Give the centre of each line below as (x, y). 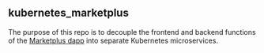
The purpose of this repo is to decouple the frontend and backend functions (132, 32)
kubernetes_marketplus (68, 13)
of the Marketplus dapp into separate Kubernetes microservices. (113, 40)
